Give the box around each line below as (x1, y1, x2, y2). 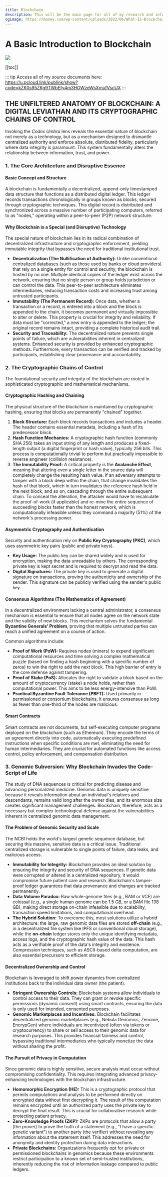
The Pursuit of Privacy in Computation (5, 1054, 86, 1060)
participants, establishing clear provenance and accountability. (12, 352, 142, 358)
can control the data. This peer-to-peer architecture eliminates (12, 282, 141, 288)
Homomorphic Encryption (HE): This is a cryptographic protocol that (12, 1086, 155, 1093)
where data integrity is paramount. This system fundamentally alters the (5, 144, 153, 151)
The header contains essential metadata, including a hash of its (12, 424, 143, 430)
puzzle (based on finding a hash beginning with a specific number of (12, 659, 154, 665)
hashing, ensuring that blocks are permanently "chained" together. (5, 409, 142, 415)
